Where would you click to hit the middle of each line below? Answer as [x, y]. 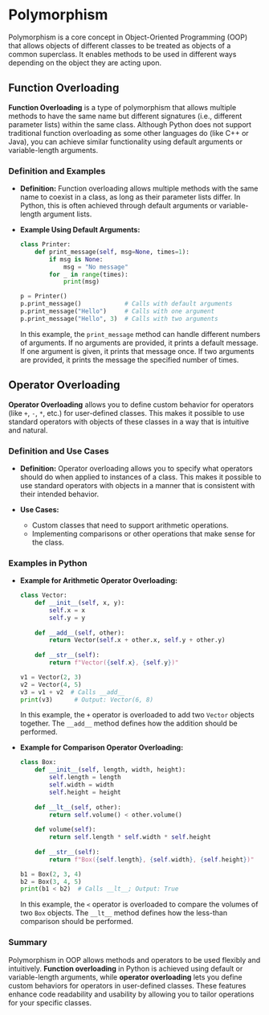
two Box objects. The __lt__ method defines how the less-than [123, 913]
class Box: [38, 762]
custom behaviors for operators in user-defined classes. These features [127, 985]
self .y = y [67, 618]
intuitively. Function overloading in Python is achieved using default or [126, 968]
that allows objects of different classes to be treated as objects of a [120, 45]
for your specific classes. [50, 1002]
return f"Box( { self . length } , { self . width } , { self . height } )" [152, 859]
